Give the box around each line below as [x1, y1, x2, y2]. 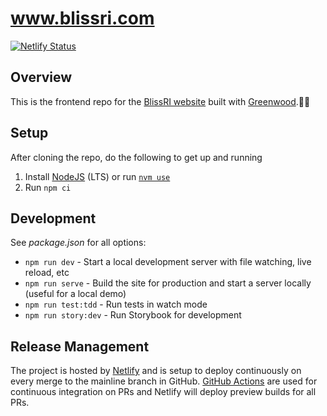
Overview [10, 69, 73, 86]
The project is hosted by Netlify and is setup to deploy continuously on [10, 365, 302, 377]
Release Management [10, 338, 150, 355]
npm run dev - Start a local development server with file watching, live [24, 256, 312, 268]
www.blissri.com [10, 7, 155, 30]
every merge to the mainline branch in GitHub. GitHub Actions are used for [10, 375, 318, 387]
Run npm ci [24, 181, 72, 193]
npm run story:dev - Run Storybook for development [24, 309, 242, 321]
